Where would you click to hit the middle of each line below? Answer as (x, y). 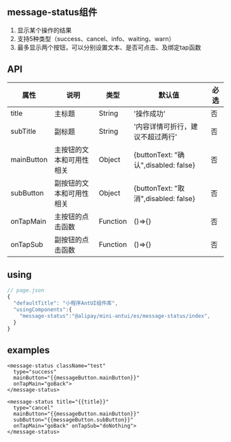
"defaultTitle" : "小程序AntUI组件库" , (66, 303)
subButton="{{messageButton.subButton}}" (74, 420)
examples (29, 350)
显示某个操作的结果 (44, 30)
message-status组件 (52, 12)
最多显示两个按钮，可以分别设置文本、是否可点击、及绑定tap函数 (109, 47)
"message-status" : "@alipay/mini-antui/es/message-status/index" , (115, 316)
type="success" (35, 372)
